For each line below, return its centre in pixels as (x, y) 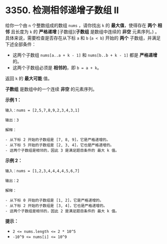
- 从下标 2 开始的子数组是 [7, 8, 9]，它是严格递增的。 (58, 139)
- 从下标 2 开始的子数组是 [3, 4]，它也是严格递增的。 (56, 206)
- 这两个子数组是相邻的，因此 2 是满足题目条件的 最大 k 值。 (62, 211)
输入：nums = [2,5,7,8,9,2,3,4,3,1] (43, 110)
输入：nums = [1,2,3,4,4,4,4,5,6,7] (43, 171)
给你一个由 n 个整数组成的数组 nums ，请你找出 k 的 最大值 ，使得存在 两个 (81, 25)
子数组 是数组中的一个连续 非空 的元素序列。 (51, 89)
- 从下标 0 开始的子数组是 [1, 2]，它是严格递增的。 (54, 200)
